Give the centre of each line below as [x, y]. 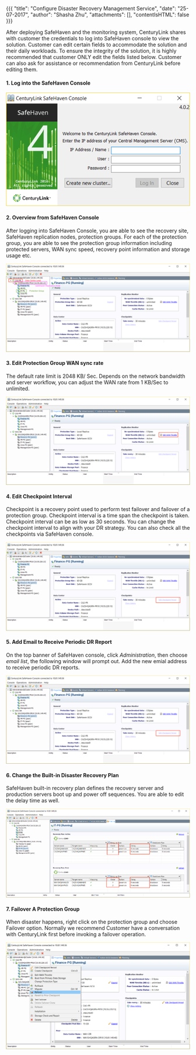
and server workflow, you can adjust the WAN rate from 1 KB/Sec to [87, 382]
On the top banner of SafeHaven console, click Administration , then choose [97, 655]
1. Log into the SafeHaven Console [48, 83]
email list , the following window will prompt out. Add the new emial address [97, 661]
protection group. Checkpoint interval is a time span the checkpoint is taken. [98, 516]
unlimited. [18, 389]
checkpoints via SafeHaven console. [50, 534]
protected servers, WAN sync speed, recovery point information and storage [98, 249]
